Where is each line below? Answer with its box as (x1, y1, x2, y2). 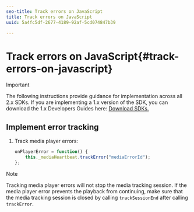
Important (6, 81, 30, 88)
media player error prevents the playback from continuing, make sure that (6, 187, 183, 194)
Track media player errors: (14, 138, 79, 145)
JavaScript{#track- (84, 50, 179, 63)
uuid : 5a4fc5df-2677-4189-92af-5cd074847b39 (6, 19, 116, 25)
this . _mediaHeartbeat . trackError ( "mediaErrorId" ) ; (25, 154, 151, 160)
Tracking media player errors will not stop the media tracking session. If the (6, 182, 188, 189)
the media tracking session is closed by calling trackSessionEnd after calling (6, 194, 188, 201)
